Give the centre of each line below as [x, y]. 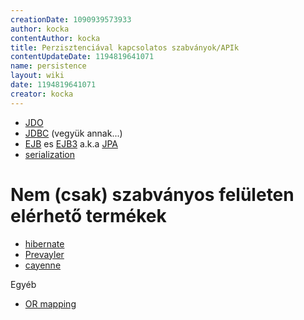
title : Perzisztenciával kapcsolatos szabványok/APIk [125, 47]
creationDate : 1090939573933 [71, 19]
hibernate [44, 243]
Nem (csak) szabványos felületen [152, 194]
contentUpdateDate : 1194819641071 [82, 57]
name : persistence [48, 66]
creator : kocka [42, 94]
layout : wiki [37, 76]
